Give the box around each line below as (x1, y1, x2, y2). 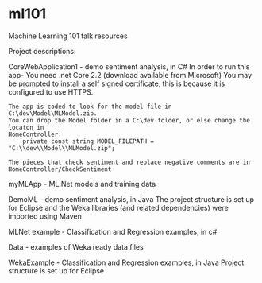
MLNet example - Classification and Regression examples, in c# (8, 227, 218, 236)
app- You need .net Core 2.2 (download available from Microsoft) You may (8, 70, 252, 79)
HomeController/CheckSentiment (8, 165, 112, 173)
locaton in (8, 123, 44, 131)
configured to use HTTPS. (8, 87, 94, 96)
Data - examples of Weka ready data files (8, 242, 144, 251)
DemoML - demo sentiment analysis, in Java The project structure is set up (8, 194, 255, 204)
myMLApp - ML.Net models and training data (8, 179, 156, 188)
